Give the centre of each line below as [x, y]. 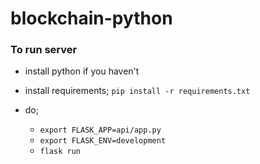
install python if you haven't [82, 71]
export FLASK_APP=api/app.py [100, 130]
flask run [60, 152]
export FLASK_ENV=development [103, 141]
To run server [44, 50]
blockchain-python [91, 18]
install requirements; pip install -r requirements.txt [137, 91]
